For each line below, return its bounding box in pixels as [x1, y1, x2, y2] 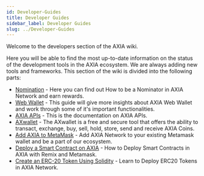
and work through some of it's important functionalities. [15, 105, 155, 113]
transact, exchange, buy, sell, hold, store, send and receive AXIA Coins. [15, 125, 195, 132]
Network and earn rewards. [15, 92, 84, 100]
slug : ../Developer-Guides [6, 26, 75, 32]
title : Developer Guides [6, 15, 69, 21]
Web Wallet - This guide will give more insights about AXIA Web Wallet [15, 99, 192, 106]
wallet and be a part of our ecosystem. [15, 138, 113, 145]
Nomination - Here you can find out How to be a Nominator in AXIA [15, 86, 184, 94]
